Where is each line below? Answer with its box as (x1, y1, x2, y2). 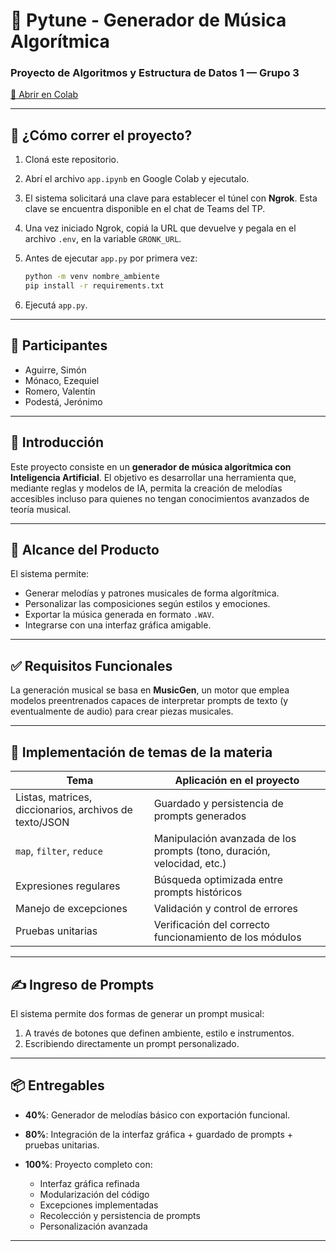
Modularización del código (39, 1188, 150, 1200)
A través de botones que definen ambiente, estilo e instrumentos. (24, 1027, 295, 1039)
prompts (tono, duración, (153, 844, 271, 858)
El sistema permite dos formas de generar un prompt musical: (10, 1007, 265, 1019)
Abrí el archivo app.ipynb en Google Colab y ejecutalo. (24, 173, 250, 185)
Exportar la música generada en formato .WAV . (24, 609, 215, 621)
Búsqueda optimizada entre (153, 873, 284, 887)
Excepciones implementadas (39, 1199, 159, 1211)
